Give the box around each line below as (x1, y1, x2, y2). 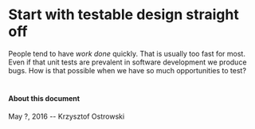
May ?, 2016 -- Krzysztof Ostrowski (8, 111, 125, 121)
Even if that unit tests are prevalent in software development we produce (8, 57, 247, 67)
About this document (8, 94, 80, 104)
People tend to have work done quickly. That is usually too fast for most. (8, 49, 245, 58)
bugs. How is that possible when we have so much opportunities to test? (8, 65, 247, 75)
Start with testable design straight (8, 6, 239, 24)
